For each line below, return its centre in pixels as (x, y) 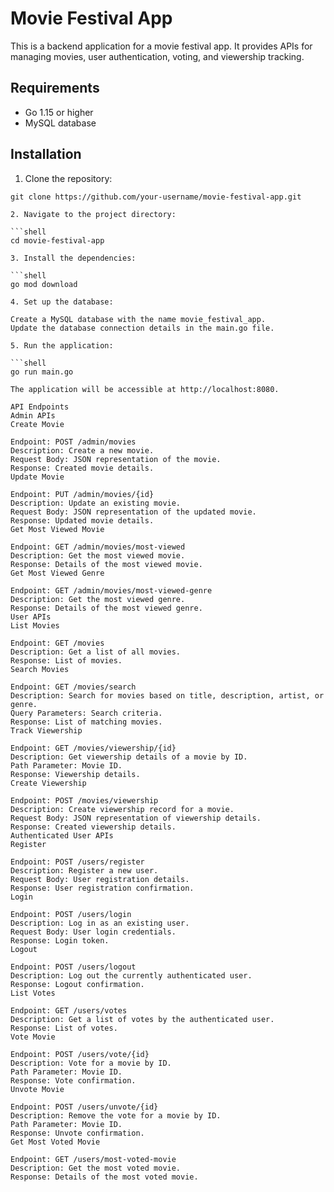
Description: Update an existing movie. (96, 503)
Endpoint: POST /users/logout (73, 967)
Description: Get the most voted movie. (96, 1168)
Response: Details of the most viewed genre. (106, 608)
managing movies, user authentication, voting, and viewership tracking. (157, 56)
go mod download (44, 284)
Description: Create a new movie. (82, 450)
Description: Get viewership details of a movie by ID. (129, 757)
